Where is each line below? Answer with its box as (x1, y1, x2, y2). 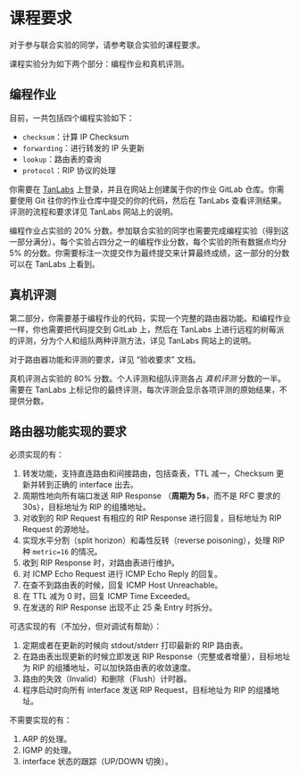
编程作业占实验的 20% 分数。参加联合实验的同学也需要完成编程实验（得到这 (9, 225, 289, 236)
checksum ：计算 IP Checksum (21, 131, 129, 142)
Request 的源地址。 (21, 524, 95, 535)
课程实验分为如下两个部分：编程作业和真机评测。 (9, 58, 189, 69)
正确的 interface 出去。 (53, 479, 138, 490)
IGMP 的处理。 (21, 745, 77, 755)
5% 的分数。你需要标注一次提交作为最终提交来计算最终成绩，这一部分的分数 (9, 247, 290, 258)
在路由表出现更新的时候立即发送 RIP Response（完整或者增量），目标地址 (21, 651, 291, 662)
